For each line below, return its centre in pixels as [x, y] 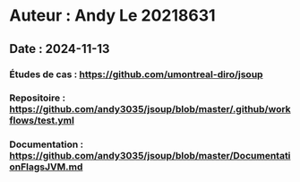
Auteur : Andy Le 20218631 [113, 16]
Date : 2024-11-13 [60, 49]
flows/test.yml [42, 120]
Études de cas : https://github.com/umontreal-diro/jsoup [136, 74]
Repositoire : [37, 98]
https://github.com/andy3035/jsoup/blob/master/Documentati [150, 156]
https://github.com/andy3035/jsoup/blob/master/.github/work [150, 109]
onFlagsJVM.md [46, 167]
